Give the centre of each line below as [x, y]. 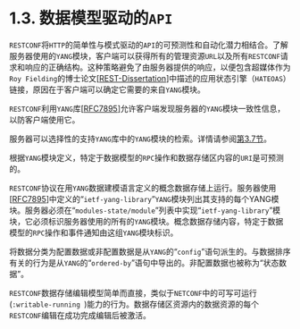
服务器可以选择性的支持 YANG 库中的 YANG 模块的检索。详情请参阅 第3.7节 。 [141, 139]
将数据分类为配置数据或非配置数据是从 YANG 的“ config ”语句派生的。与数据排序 [150, 251]
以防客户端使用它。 [45, 119]
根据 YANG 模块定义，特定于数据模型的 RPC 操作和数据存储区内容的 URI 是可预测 [146, 157]
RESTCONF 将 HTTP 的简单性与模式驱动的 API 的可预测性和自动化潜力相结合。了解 [149, 45]
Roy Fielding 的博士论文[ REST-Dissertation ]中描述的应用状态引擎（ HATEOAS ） [148, 78]
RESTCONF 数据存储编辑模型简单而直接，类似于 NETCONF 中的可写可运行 [133, 292]
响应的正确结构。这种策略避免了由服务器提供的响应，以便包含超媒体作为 [158, 67]
